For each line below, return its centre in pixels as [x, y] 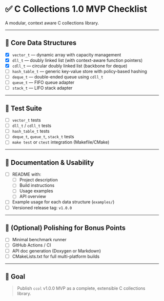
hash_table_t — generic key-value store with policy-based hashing [80, 71]
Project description [39, 180]
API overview [33, 197]
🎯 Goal [15, 277]
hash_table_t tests [31, 131]
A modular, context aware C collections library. [52, 23]
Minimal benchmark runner [39, 240]
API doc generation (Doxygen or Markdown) [56, 251]
